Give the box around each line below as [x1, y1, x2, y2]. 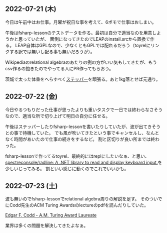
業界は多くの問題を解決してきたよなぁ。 [5, 222, 88, 228]
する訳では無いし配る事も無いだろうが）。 [9, 48, 95, 54]
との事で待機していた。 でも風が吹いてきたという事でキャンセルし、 [5, 130, 146, 136]
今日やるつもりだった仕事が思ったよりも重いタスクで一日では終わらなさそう [5, 106, 163, 112]
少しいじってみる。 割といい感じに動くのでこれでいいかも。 [5, 165, 129, 172]
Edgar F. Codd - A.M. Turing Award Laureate [5, 212, 97, 218]
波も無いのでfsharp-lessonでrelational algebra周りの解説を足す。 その [5, 196, 149, 202]
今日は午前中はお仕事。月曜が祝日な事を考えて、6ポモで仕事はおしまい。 [5, 19, 156, 25]
